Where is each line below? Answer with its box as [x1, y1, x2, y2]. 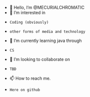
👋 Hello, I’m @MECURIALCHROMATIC [9, 5, 85, 10]
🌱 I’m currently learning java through [9, 38, 82, 43]
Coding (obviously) [9, 20, 49, 25]
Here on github [9, 87, 40, 92]
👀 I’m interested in [9, 10, 46, 15]
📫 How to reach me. [9, 75, 51, 81]
